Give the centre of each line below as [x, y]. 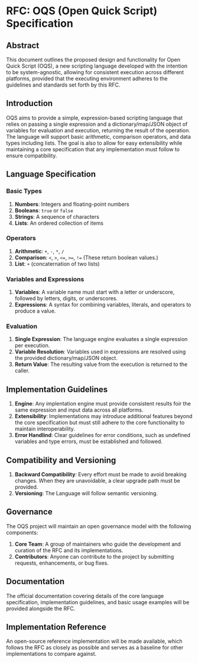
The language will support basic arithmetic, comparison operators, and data [98, 136]
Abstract [23, 45]
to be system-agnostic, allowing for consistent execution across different [95, 72]
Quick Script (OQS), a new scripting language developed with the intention [97, 66]
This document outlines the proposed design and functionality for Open [93, 60]
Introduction [30, 103]
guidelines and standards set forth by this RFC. [63, 85]
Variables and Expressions [45, 279]
